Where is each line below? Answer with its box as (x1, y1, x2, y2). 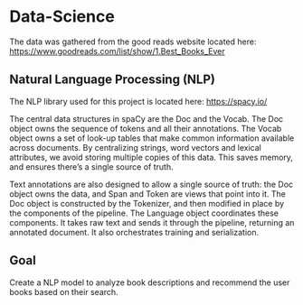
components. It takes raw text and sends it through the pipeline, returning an (9, 217, 295, 227)
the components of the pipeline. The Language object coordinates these (9, 208, 279, 218)
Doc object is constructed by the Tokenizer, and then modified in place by (9, 198, 285, 208)
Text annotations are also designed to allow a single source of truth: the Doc (9, 179, 294, 189)
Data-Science (9, 6, 115, 27)
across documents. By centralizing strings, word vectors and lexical (9, 142, 262, 152)
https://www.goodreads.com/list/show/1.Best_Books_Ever (9, 45, 226, 56)
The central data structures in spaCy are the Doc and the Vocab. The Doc (9, 113, 284, 124)
